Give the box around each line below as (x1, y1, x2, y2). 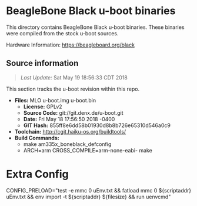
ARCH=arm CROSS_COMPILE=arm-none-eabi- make (23, 147, 153, 154)
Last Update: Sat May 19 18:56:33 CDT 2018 (20, 74, 128, 81)
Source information (6, 58, 79, 68)
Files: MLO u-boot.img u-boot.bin (14, 97, 96, 104)
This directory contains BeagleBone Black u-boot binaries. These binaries (6, 24, 185, 31)
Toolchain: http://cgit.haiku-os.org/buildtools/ (14, 128, 126, 135)
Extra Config (6, 167, 69, 181)
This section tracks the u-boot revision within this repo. (6, 85, 140, 92)
